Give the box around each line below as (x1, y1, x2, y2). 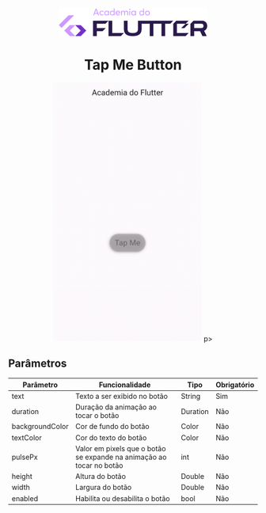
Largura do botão (74, 483, 132, 492)
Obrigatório (215, 380, 255, 389)
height (11, 472, 33, 481)
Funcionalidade (98, 380, 151, 389)
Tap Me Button (84, 55, 182, 74)
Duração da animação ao (74, 402, 157, 412)
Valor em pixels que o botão (74, 443, 166, 453)
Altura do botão (74, 472, 127, 481)
